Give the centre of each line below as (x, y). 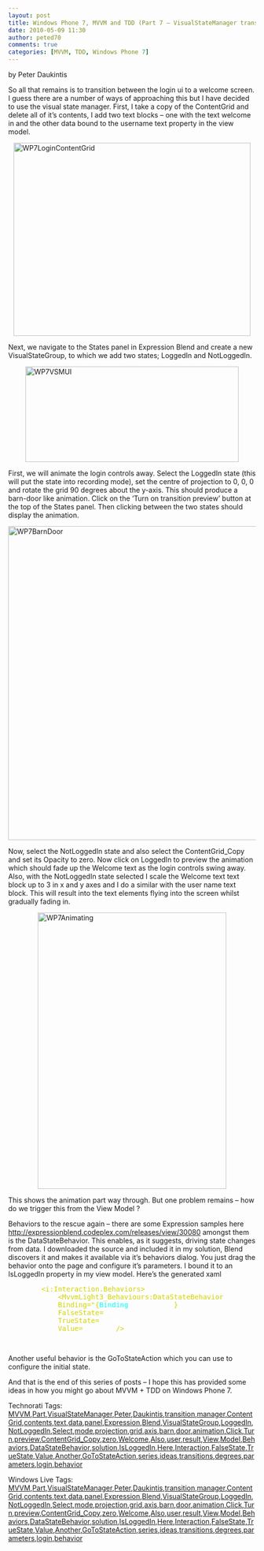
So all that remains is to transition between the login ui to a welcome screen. (132, 90)
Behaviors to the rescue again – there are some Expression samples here (126, 1224)
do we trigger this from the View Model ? (74, 1208)
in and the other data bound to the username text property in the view (121, 123)
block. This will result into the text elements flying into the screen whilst (124, 893)
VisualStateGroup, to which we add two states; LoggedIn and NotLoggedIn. (130, 355)
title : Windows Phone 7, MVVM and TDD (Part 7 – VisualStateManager (123, 23)
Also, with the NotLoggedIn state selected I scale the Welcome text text (124, 876)
